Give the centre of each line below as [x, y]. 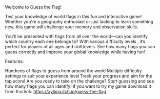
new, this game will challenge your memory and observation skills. [71, 27]
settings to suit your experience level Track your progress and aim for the [79, 76]
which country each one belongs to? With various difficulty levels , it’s [75, 41]
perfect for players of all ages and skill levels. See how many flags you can [80, 47]
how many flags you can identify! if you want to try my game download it [78, 86]
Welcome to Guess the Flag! [33, 7]
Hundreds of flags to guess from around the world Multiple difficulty [74, 71]
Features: [15, 61]
